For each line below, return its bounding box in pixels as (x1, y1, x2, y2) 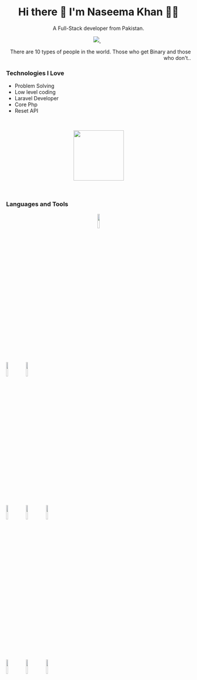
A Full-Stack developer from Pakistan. (52, 25, 145, 32)
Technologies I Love (6, 69, 64, 77)
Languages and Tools (6, 200, 69, 208)
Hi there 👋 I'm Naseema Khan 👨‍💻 (18, 5, 179, 19)
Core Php (14, 101, 38, 108)
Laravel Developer (14, 95, 59, 102)
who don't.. (163, 54, 191, 61)
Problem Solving (14, 82, 55, 90)
